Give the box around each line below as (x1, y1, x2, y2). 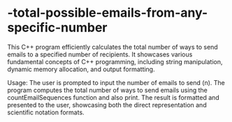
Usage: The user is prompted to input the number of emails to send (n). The (7, 78, 225, 86)
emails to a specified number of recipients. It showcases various (7, 50, 193, 59)
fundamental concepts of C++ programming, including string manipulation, (7, 57, 223, 66)
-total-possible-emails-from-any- (7, 5, 208, 21)
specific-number (7, 20, 108, 36)
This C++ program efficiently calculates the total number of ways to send (7, 43, 218, 51)
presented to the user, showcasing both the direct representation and (7, 100, 208, 109)
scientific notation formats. (7, 108, 85, 116)
